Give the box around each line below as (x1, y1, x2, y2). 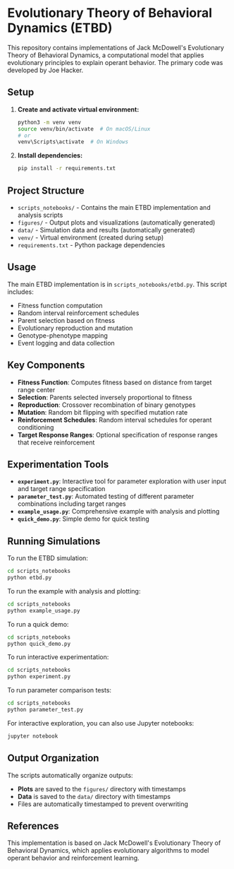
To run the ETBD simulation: (7, 554, 88, 562)
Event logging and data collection (17, 338, 115, 347)
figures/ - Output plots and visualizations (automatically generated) (17, 218, 216, 227)
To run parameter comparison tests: (7, 686, 111, 694)
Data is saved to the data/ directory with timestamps (17, 792, 171, 800)
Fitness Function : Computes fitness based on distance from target (17, 378, 212, 386)
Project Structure (7, 184, 85, 196)
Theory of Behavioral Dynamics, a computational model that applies (7, 51, 204, 59)
